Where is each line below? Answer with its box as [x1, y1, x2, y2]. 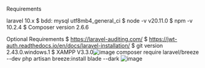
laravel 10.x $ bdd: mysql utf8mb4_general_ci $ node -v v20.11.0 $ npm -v [6, 17, 193, 24]
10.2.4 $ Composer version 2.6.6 [6, 24, 89, 31]
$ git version [131, 42, 163, 49]
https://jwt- [149, 36, 177, 42]
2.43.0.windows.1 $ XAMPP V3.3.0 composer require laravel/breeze [6, 48, 199, 56]
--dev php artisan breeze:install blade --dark [6, 55, 120, 62]
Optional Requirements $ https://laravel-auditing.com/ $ [6, 36, 148, 42]
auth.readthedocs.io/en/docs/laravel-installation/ [6, 42, 130, 49]
